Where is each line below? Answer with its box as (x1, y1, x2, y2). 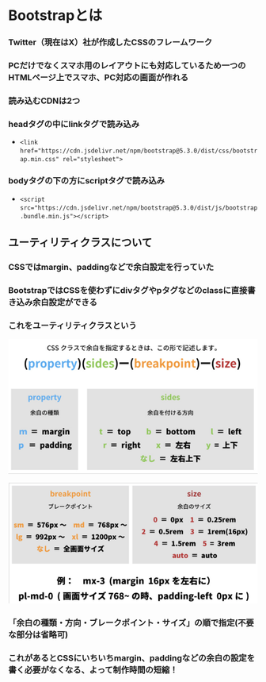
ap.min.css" (19, 156, 59, 164)
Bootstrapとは (8, 6, 103, 25)
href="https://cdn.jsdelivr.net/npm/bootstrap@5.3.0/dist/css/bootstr (19, 147, 258, 155)
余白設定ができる (32, 296, 97, 307)
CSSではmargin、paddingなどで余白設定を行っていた (8, 261, 215, 272)
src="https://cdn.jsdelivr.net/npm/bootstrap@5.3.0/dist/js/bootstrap (19, 203, 258, 212)
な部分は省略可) (8, 630, 69, 641)
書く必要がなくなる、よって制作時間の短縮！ (8, 664, 178, 675)
